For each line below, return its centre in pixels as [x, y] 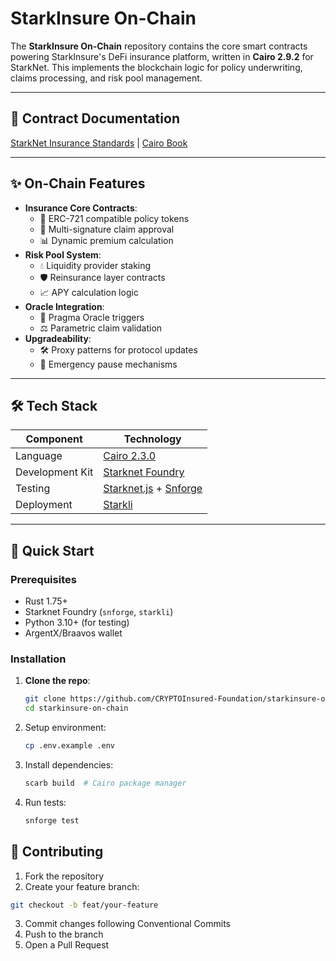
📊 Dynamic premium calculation [106, 240]
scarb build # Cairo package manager [105, 783]
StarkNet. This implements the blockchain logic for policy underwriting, [156, 67]
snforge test [52, 820]
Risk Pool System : [63, 254]
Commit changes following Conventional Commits [127, 924]
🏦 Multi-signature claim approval [107, 229]
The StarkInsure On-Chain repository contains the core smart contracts [159, 46]
